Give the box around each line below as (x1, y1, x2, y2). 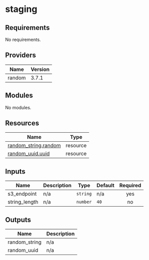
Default (96, 182, 115, 189)
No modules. (5, 104, 31, 110)
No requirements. (5, 36, 41, 42)
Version (30, 66, 50, 73)
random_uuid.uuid (7, 150, 50, 157)
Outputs (5, 216, 31, 224)
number (76, 199, 92, 205)
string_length (7, 199, 38, 206)
